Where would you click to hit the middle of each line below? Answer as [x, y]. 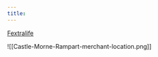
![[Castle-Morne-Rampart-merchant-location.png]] [79, 46]
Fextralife [20, 33]
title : [17, 13]
